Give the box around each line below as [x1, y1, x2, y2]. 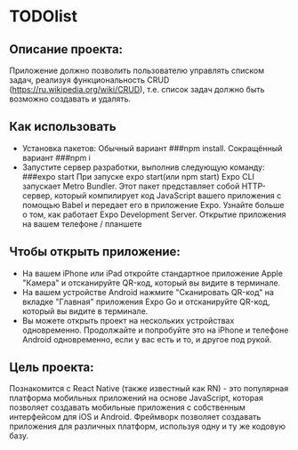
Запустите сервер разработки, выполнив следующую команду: [21, 162, 265, 173]
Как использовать [9, 119, 117, 134]
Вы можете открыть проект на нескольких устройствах [21, 315, 235, 325]
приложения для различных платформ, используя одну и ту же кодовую [9, 421, 286, 432]
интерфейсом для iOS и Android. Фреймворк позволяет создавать [9, 412, 262, 422]
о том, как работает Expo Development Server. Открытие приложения [21, 209, 286, 220]
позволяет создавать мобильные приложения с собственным [9, 402, 246, 413]
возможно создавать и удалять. [9, 93, 132, 104]
